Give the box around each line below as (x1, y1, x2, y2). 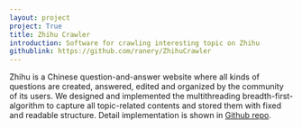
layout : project (9, 13, 70, 23)
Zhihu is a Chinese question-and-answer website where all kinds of (9, 71, 260, 82)
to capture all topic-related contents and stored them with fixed (46, 100, 282, 111)
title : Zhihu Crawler (9, 30, 91, 39)
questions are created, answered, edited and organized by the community (9, 81, 284, 92)
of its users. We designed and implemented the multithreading (9, 91, 241, 102)
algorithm (9, 100, 45, 111)
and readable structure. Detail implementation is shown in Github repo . (9, 110, 272, 121)
